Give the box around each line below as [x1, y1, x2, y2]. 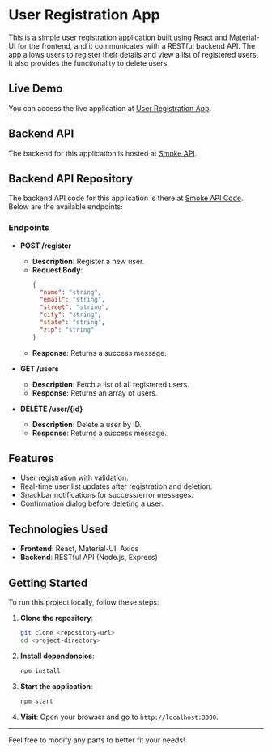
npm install [19, 666, 61, 674]
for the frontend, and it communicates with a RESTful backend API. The [17, 41, 256, 50]
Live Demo [8, 82, 63, 96]
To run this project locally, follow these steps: [8, 597, 159, 607]
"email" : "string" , [39, 296, 105, 304]
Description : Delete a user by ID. [32, 419, 142, 429]
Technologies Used [8, 522, 108, 536]
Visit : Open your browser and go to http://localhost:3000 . [19, 712, 219, 721]
